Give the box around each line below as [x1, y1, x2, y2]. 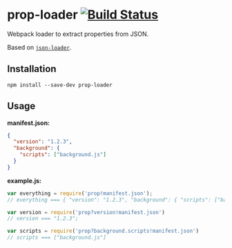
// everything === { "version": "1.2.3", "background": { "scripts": [7, 196, 212, 203]
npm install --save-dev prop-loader [7, 82, 113, 88]
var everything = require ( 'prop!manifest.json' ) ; [7, 190, 153, 197]
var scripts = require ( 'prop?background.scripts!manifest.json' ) [7, 228, 199, 235]
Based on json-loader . [7, 43, 72, 51]
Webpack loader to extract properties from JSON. [7, 30, 149, 38]
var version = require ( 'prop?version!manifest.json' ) [7, 209, 166, 216]
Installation [7, 63, 57, 75]
